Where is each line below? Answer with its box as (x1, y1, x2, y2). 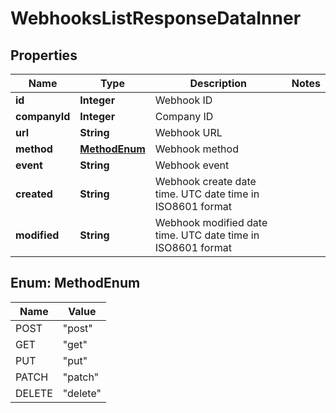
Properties (10, 47, 78, 64)
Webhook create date (154, 175, 257, 188)
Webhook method (154, 142, 239, 156)
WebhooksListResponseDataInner (10, 7, 302, 30)
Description (189, 77, 247, 90)
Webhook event (154, 158, 230, 172)
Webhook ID (154, 93, 213, 107)
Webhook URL (154, 126, 223, 139)
